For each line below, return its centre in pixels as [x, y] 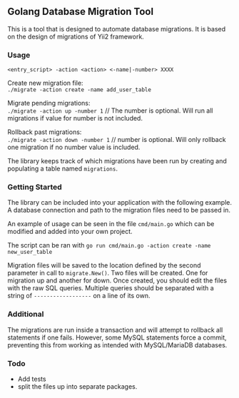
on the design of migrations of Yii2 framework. [76, 36]
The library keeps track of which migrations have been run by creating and [117, 161]
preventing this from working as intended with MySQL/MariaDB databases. [117, 345]
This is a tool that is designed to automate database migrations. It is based [117, 29]
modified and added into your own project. [70, 232]
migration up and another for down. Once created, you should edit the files [117, 280]
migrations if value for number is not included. [75, 118]
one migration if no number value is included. [74, 147]
